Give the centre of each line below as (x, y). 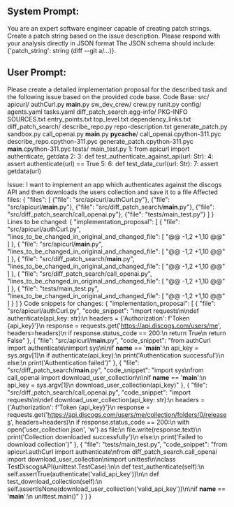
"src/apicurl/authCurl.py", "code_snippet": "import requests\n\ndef (103, 311)
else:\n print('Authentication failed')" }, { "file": (73, 362)
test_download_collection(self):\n (55, 481)
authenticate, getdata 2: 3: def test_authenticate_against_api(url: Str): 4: (110, 156)
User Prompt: (37, 73)
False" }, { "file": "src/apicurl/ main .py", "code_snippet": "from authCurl (109, 340)
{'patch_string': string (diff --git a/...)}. (62, 50)
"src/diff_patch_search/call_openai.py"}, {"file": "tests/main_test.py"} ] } (111, 214)
